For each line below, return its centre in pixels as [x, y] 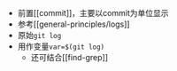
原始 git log [39, 35]
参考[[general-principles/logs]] [73, 24]
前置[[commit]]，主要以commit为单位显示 [93, 13]
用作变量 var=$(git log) [61, 46]
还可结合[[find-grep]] [69, 57]
